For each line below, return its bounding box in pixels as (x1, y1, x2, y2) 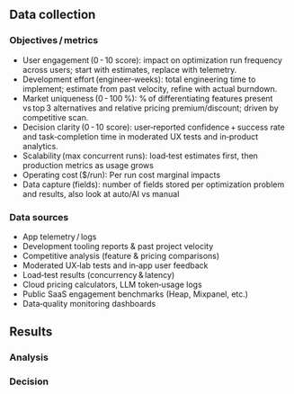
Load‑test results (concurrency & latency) (22, 269, 175, 280)
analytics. (22, 140, 58, 151)
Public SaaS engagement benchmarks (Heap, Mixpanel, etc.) (22, 288, 249, 300)
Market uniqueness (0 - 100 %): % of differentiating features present (22, 93, 273, 103)
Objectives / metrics (9, 34, 99, 47)
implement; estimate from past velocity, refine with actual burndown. (22, 83, 278, 94)
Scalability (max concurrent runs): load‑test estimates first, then (22, 150, 259, 161)
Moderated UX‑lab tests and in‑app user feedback (22, 260, 209, 271)
